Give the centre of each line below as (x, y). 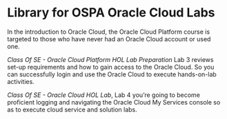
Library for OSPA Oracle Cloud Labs (111, 13)
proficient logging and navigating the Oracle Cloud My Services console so (114, 102)
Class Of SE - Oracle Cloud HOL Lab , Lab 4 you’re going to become (103, 95)
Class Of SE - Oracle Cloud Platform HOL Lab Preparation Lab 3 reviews (110, 59)
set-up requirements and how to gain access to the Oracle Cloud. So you (111, 67)
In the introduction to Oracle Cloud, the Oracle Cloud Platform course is (109, 32)
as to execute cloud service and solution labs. (72, 109)
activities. (21, 81)
